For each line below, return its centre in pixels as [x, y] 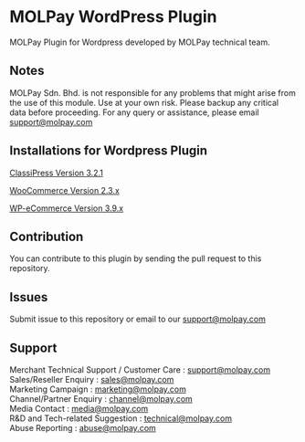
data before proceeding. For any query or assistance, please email [135, 112]
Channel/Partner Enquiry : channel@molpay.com [101, 399]
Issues [29, 297]
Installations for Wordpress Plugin [109, 151]
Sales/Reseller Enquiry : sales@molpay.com [92, 379]
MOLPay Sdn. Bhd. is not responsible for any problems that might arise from [153, 92]
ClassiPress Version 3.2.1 [56, 173]
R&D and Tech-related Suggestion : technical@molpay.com [121, 418]
